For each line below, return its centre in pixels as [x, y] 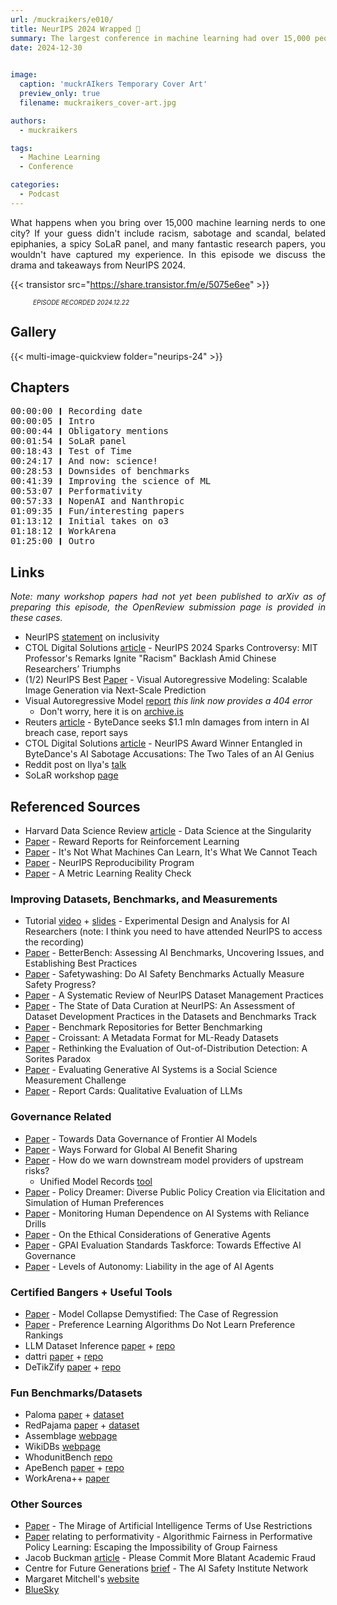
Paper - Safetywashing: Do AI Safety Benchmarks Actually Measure [164, 974]
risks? [37, 1170]
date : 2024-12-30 [46, 47]
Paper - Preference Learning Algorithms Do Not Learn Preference [160, 1324]
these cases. [36, 618]
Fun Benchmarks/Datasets [76, 1393]
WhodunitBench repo [68, 1457]
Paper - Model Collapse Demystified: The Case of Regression [151, 1313]
